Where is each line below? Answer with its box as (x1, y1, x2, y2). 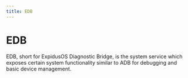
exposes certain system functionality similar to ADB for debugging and (6, 59, 177, 66)
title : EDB (6, 8, 33, 15)
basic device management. (6, 65, 72, 72)
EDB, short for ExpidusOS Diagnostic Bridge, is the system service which (6, 53, 183, 60)
